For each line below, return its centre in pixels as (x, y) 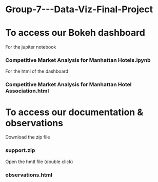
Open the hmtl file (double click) (39, 162)
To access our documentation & (74, 112)
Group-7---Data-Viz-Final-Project (79, 9)
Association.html (27, 91)
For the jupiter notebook (31, 47)
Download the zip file (28, 137)
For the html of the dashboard (37, 71)
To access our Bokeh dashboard (75, 33)
